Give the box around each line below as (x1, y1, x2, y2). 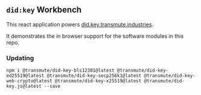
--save (44, 84, 61, 90)
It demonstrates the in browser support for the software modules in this (6, 32, 184, 40)
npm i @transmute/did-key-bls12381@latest (6, 67, 115, 74)
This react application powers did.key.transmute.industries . (6, 20, 154, 28)
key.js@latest (6, 84, 42, 90)
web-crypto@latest (6, 78, 53, 84)
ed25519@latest (6, 73, 45, 79)
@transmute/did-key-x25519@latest (54, 78, 142, 84)
